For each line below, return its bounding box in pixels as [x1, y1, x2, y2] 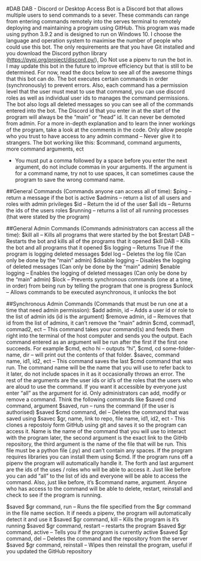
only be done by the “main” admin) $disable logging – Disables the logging [6, 257, 191, 263]
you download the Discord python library [6, 50, 107, 56]
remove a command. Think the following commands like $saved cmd [6, 396, 176, 403]
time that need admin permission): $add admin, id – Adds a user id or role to [6, 307, 194, 314]
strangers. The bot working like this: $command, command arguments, [6, 139, 182, 146]
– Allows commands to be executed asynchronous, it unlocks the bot [6, 289, 176, 296]
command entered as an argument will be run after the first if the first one [6, 338, 188, 346]
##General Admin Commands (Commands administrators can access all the [6, 225, 194, 232]
